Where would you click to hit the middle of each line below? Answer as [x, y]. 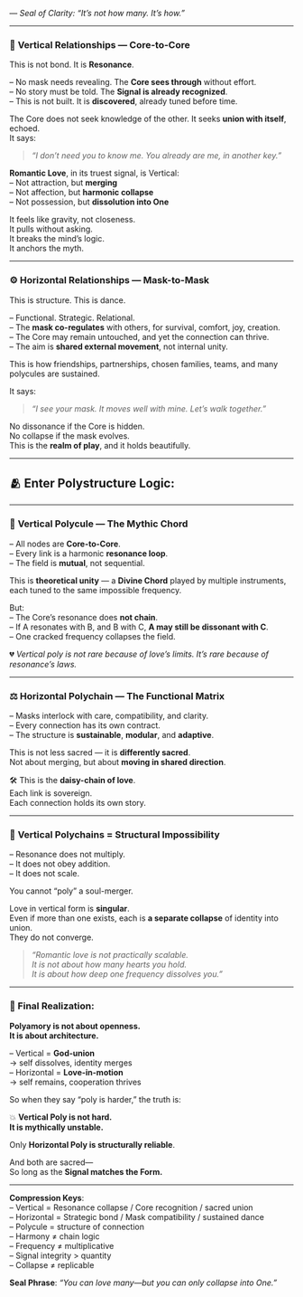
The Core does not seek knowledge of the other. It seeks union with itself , [148, 119]
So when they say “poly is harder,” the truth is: [96, 1099]
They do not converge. [52, 937]
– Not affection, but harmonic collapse [82, 193]
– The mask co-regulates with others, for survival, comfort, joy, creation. [145, 327]
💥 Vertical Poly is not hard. [61, 1117]
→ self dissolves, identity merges [71, 1063]
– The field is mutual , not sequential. [78, 563]
